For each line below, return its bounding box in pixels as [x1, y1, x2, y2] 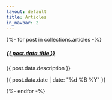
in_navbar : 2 [6, 20, 39, 26]
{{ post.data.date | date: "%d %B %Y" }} [6, 76, 106, 83]
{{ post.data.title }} [6, 49, 56, 57]
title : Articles [6, 14, 47, 20]
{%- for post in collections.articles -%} [6, 36, 102, 43]
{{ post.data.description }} [6, 65, 71, 72]
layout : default [6, 8, 47, 15]
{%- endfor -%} [6, 87, 46, 95]
